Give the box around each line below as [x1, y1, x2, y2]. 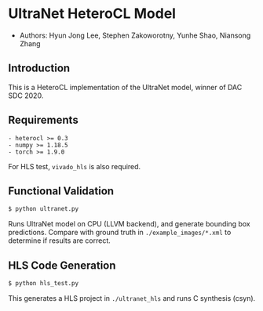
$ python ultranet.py [8, 205, 79, 213]
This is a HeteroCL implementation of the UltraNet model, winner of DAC [8, 82, 243, 92]
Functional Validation [8, 184, 115, 197]
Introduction [8, 62, 71, 75]
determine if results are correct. [8, 236, 111, 245]
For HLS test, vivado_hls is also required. [8, 161, 141, 171]
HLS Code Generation [8, 259, 116, 272]
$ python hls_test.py [8, 280, 79, 287]
